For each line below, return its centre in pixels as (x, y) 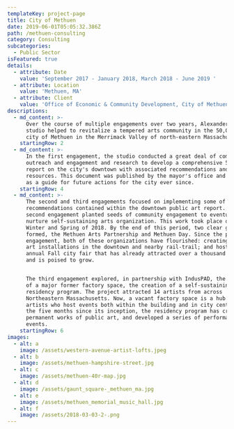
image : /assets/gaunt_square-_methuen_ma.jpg (87, 389)
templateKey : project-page (46, 14)
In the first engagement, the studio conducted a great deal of (121, 157)
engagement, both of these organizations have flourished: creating (127, 241)
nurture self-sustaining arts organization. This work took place (124, 221)
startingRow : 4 (42, 189)
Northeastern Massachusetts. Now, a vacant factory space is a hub (126, 298)
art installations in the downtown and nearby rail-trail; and (119, 247)
